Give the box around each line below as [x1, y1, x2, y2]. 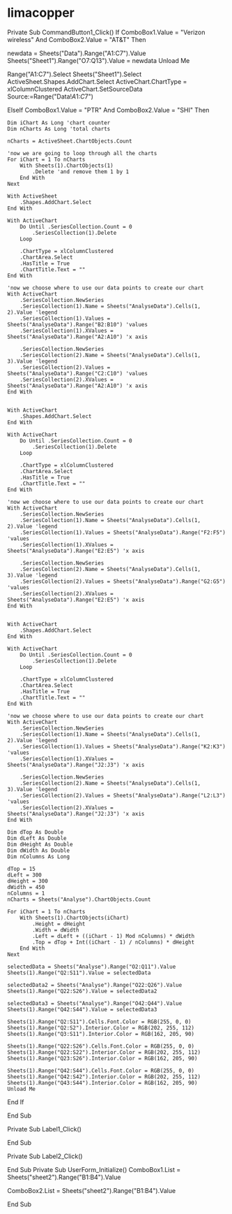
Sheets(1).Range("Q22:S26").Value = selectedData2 [7, 988, 157, 995]
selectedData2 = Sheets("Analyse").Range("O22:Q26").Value [7, 981, 183, 988]
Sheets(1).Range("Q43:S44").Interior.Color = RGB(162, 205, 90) [7, 1079, 198, 1086]
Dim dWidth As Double [7, 847, 70, 854]
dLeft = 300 [7, 872, 42, 879]
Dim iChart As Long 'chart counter [7, 119, 111, 127]
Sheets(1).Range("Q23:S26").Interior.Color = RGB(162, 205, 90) [7, 1055, 198, 1062]
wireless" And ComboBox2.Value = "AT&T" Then [7, 35, 146, 43]
